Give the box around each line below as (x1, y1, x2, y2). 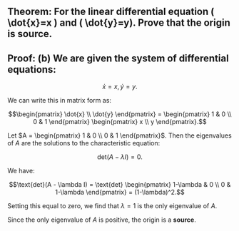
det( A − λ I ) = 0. (97, 153, 143, 161)
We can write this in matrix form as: (7, 96, 112, 105)
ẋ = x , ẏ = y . (102, 82, 138, 91)
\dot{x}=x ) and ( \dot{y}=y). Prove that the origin (7, 17, 230, 29)
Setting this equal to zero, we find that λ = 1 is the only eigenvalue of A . (7, 202, 218, 210)
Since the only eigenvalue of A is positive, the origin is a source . (7, 215, 196, 224)
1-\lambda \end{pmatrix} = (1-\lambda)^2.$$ (54, 188, 185, 197)
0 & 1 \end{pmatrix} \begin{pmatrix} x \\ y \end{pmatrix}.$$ (33, 118, 207, 126)
